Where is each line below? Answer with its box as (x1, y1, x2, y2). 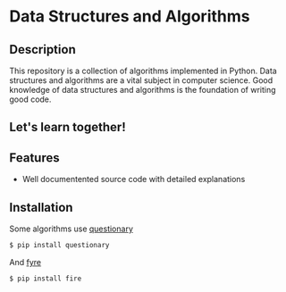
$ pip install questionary (9, 241, 110, 250)
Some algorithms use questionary (9, 223, 134, 234)
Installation (9, 199, 73, 215)
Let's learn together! (9, 120, 127, 135)
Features (9, 150, 60, 165)
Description (9, 42, 76, 57)
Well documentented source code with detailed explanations (21, 174, 246, 185)
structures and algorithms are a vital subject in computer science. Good (9, 75, 273, 86)
